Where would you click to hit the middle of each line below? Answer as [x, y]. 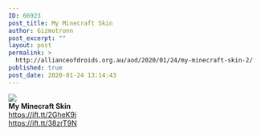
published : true [35, 68]
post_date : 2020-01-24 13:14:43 [62, 75]
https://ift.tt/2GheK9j [43, 114]
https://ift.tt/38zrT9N [43, 123]
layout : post [30, 46]
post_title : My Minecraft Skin [61, 23]
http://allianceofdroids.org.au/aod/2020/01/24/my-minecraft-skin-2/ [134, 61]
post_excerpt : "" [37, 38]
